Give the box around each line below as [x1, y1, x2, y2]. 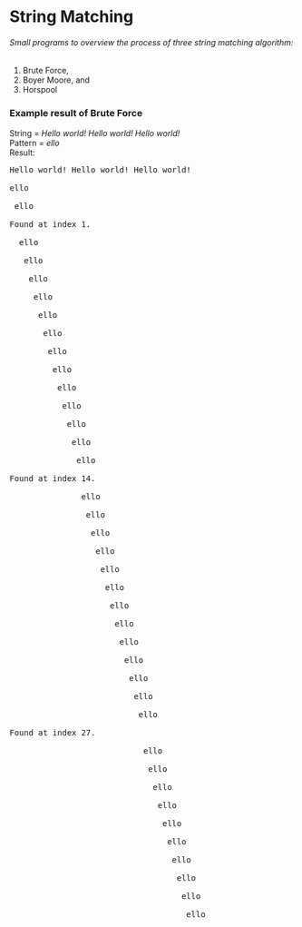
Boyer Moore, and [22, 74, 91, 85]
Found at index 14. [9, 473, 96, 483]
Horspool [22, 84, 58, 95]
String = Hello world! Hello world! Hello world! [9, 127, 180, 138]
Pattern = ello [9, 137, 61, 148]
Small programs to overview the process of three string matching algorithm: [9, 36, 294, 47]
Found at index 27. [9, 727, 96, 737]
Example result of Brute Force [9, 107, 143, 120]
